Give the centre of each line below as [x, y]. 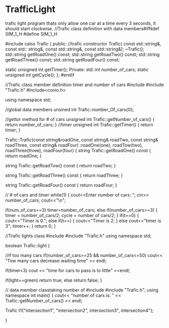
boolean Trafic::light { [28, 245]
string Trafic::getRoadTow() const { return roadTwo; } [61, 165]
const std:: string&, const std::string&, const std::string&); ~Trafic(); [75, 49]
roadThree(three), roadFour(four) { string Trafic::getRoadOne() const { [78, 150]
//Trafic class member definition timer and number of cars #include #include [85, 85]
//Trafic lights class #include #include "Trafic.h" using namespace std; [78, 236]
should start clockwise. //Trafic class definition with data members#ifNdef [82, 28]
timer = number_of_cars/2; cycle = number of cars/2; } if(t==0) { [72, 215]
